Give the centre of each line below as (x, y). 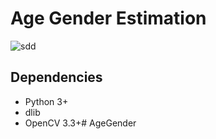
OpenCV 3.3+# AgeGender (80, 123)
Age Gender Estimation (108, 18)
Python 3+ (46, 101)
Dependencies (56, 77)
